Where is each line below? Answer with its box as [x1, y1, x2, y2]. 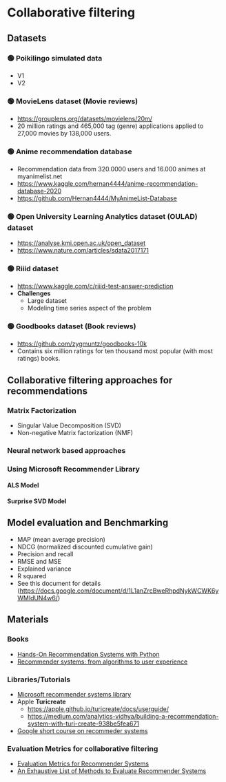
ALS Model [7, 481, 39, 489]
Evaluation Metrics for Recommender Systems [17, 759, 150, 768]
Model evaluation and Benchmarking [7, 517, 169, 529]
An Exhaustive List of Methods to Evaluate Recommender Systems [17, 767, 207, 775]
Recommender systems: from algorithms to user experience [17, 657, 188, 666]
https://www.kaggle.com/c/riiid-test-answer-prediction [17, 282, 174, 290]
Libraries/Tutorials [7, 675, 71, 684]
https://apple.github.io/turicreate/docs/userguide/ [27, 704, 169, 713]
